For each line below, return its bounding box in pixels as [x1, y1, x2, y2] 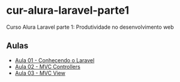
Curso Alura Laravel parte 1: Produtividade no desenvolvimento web [6, 23, 174, 31]
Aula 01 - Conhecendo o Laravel [14, 56, 95, 63]
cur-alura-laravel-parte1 [6, 4, 130, 17]
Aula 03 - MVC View [14, 69, 66, 77]
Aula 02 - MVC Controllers [14, 63, 81, 70]
